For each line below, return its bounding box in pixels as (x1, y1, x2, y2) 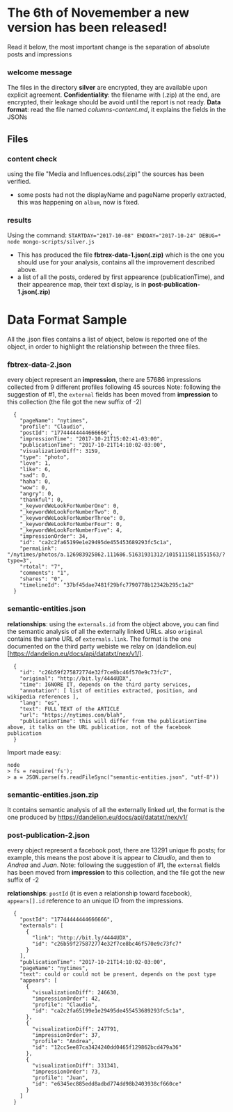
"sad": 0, (19, 472, 49, 479)
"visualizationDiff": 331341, (32, 1063, 120, 1070)
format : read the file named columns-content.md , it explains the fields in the (7, 106, 226, 114)
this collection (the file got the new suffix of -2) (7, 398, 143, 406)
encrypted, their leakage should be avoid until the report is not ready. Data (7, 98, 221, 106)
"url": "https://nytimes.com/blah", (19, 711, 127, 718)
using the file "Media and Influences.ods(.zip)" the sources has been (7, 169, 204, 178)
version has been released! (7, 19, 168, 35)
